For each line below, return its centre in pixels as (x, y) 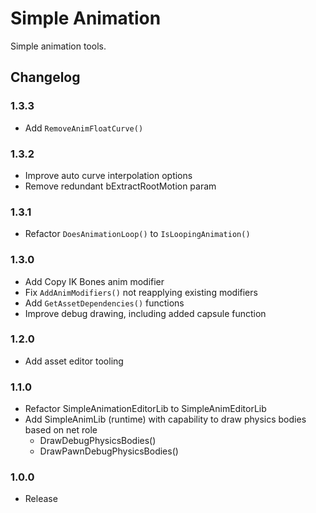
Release (41, 499)
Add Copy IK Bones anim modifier (94, 281)
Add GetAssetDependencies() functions (104, 303)
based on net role (61, 430)
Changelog (45, 77)
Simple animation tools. (58, 46)
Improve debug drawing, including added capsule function (145, 313)
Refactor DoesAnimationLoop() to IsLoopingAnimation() (137, 234)
